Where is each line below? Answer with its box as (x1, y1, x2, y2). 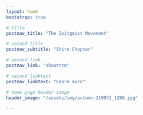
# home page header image (6, 89, 69, 95)
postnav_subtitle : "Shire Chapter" (6, 47, 94, 52)
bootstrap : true (6, 14, 46, 20)
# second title (6, 41, 44, 47)
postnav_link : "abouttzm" (6, 63, 69, 68)
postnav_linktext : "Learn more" (6, 78, 85, 84)
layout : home (6, 8, 38, 15)
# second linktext (6, 73, 51, 79)
